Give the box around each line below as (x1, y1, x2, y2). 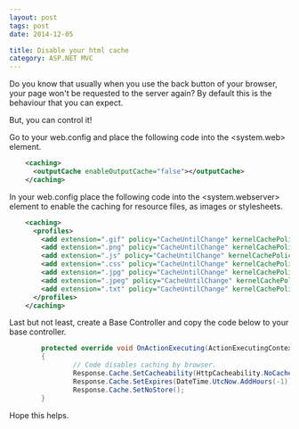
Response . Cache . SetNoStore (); (72, 385, 185, 394)
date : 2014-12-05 (9, 29, 74, 38)
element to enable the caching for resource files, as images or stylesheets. (9, 201, 283, 211)
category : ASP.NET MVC (9, 54, 93, 63)
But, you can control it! (9, 115, 93, 126)
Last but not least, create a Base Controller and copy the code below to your (9, 318, 289, 328)
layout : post (9, 12, 58, 22)
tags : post (9, 21, 50, 30)
